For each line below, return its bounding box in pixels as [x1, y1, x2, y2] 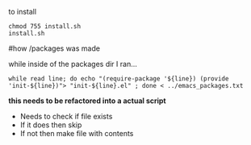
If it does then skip [19, 120, 82, 130]
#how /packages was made [8, 43, 101, 53]
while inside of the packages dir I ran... [8, 60, 137, 68]
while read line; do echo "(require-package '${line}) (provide [8, 75, 229, 83]
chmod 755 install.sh [8, 23, 82, 31]
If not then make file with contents [19, 129, 134, 138]
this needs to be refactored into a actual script [8, 96, 167, 106]
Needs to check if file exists [19, 112, 113, 121]
